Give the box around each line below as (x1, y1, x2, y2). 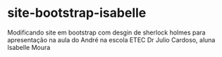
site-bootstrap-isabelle (7, 5, 147, 21)
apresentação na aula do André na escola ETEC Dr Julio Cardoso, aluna (7, 35, 216, 44)
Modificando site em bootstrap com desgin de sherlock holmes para (7, 28, 206, 37)
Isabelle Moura (7, 43, 51, 51)
